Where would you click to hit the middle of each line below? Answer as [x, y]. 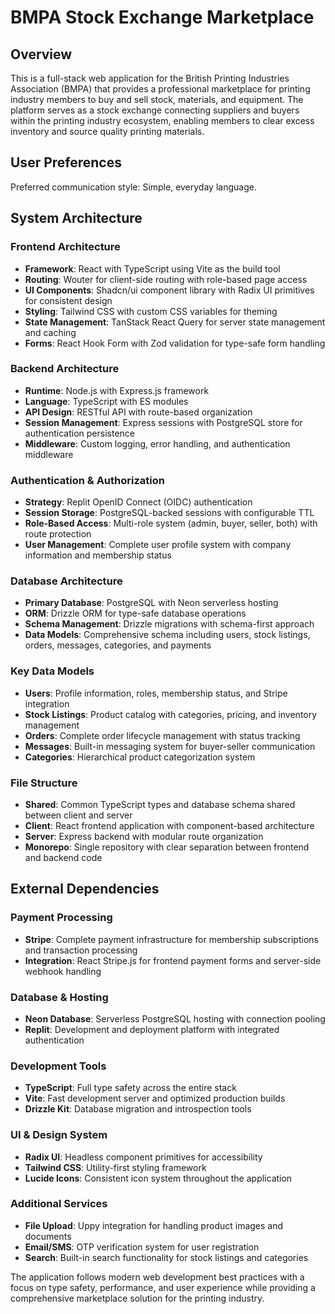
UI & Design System [59, 1135]
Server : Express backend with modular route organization [144, 836]
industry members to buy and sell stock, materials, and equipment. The [157, 99]
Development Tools [58, 1066]
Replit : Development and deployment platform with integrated [152, 1029]
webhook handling [63, 971]
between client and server [78, 815]
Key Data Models [52, 671]
